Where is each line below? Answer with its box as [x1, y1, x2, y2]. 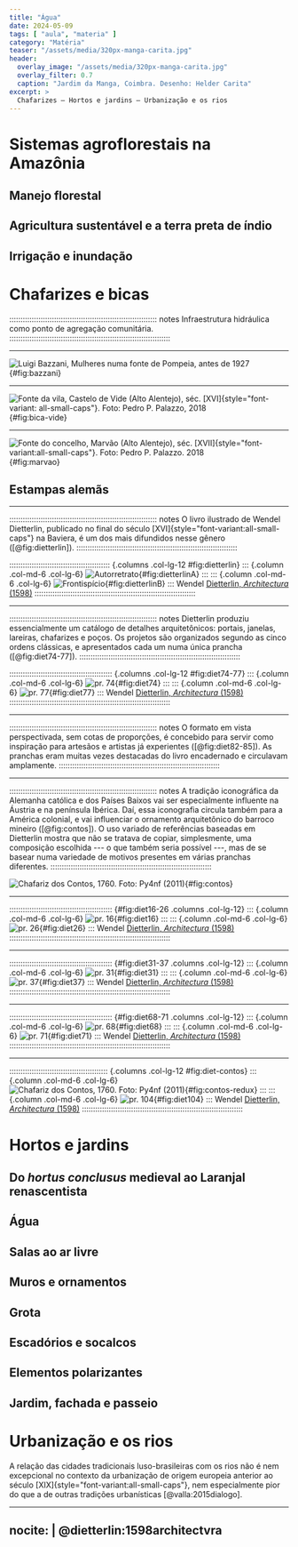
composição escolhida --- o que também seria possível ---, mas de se [9, 842, 267, 854]
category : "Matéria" [9, 37, 86, 47]
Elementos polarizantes [9, 1366, 144, 1381]
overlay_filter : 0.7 [17, 71, 93, 80]
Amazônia [9, 153, 86, 173]
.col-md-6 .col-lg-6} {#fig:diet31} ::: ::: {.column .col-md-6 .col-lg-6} [9, 967, 288, 978]
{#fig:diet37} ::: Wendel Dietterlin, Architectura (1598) [38, 977, 234, 988]
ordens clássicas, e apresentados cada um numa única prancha [9, 642, 243, 653]
